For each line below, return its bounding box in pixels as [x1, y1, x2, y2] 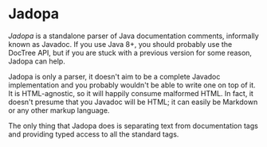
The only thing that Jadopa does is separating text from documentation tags [8, 121, 259, 130]
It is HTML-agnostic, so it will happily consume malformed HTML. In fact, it [8, 88, 253, 98]
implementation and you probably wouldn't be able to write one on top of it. [8, 80, 257, 90]
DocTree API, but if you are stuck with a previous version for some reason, [8, 48, 253, 57]
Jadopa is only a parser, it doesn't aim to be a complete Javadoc [8, 72, 221, 81]
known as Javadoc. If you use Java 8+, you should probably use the [8, 39, 233, 48]
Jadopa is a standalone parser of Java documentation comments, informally [8, 31, 259, 41]
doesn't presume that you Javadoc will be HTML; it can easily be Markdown [8, 97, 258, 106]
